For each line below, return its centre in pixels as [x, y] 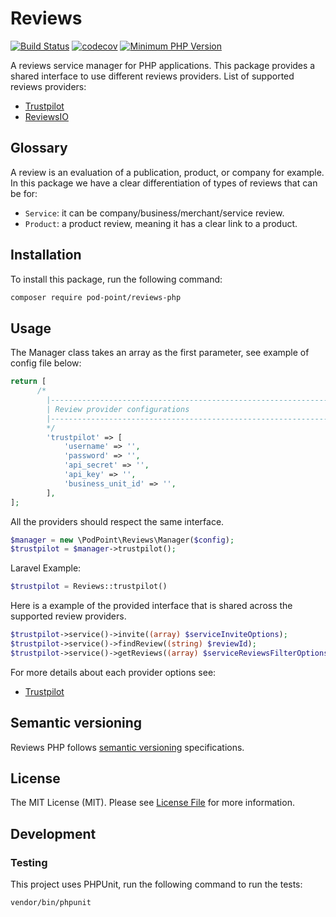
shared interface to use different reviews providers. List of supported [152, 76]
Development [53, 833]
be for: [24, 193]
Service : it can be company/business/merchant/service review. [154, 213]
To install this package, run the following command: [116, 279]
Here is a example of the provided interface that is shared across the [151, 606]
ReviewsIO [46, 116]
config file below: [46, 363]
